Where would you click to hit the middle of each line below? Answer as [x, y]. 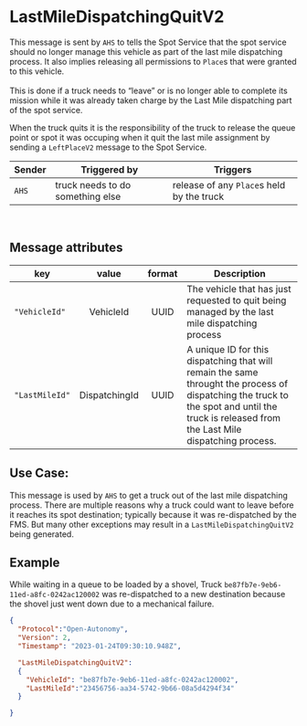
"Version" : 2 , [44, 638]
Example [35, 562]
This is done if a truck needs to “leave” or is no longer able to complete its [148, 90]
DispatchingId [109, 395]
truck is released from [234, 417]
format [163, 273]
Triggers [233, 169]
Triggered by [110, 169]
